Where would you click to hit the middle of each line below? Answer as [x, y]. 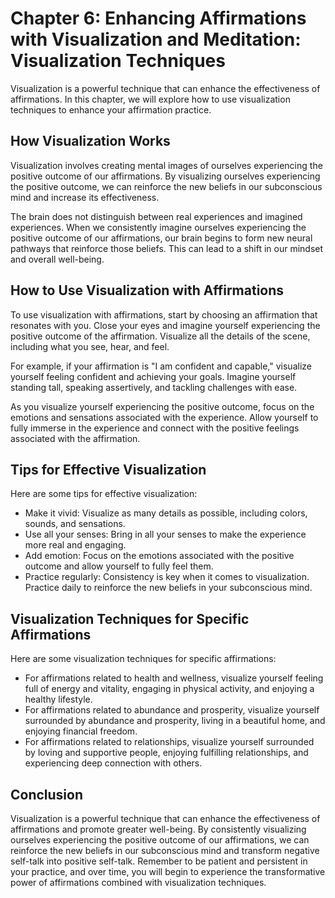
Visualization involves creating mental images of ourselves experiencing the [166, 165]
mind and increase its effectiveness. [85, 197]
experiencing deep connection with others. [113, 763]
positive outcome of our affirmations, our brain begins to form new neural [161, 238]
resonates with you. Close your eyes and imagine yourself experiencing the [165, 325]
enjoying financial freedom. [81, 731]
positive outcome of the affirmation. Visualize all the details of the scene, [160, 336]
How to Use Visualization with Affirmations [147, 290]
